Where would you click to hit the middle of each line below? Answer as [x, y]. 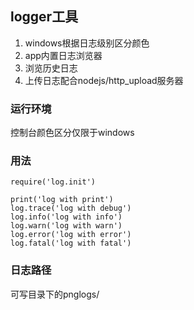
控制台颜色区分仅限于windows [72, 133]
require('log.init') [53, 182]
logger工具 [44, 17]
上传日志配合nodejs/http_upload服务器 [104, 80]
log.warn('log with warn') [66, 226]
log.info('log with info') [66, 217]
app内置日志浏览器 [63, 55]
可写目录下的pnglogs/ [55, 294]
